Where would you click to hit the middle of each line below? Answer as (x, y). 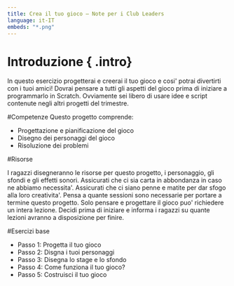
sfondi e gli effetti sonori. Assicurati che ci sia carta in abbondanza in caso (115, 181)
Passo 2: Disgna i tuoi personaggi (66, 252)
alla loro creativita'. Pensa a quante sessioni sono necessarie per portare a (115, 195)
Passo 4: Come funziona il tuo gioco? (71, 267)
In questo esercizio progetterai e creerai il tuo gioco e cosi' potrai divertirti (114, 81)
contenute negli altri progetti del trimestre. (68, 103)
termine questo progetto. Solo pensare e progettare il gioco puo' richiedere (116, 203)
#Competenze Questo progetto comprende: (70, 117)
